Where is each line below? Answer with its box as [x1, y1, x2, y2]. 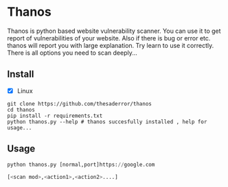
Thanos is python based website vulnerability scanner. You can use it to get [7, 27, 221, 35]
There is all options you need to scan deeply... [7, 49, 137, 57]
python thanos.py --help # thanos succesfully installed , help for [7, 118, 207, 125]
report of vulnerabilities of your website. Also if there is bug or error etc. [7, 34, 211, 42]
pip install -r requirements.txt [7, 112, 103, 119]
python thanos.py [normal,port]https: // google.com [7, 161, 155, 168]
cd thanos [7, 106, 36, 113]
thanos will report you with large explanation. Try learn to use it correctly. [7, 41, 214, 49]
